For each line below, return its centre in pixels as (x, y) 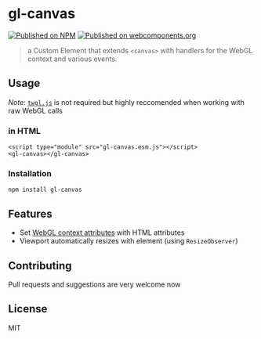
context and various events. (72, 59)
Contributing (40, 266)
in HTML (25, 131)
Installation (30, 173)
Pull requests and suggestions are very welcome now (94, 284)
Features (30, 213)
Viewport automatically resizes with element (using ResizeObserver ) (129, 241)
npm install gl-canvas (45, 190)
